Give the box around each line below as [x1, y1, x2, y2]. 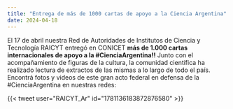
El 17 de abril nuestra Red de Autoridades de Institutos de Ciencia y [7, 36, 201, 44]
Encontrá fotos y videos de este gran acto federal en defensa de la [7, 73, 199, 81]
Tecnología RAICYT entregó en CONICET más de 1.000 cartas [7, 43, 188, 52]
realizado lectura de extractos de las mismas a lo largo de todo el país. [7, 66, 211, 74]
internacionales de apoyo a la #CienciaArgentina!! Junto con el [7, 50, 194, 59]
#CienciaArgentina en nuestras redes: [7, 80, 117, 89]
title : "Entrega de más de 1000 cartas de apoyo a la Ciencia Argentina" [7, 10, 227, 17]
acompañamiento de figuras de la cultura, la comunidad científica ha [7, 58, 205, 66]
